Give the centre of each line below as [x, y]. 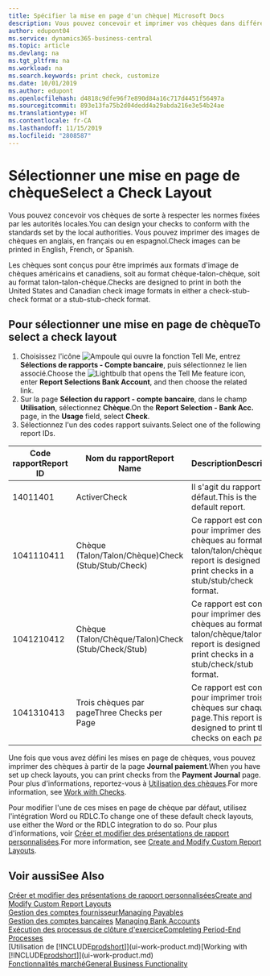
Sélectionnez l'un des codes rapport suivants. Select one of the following [140, 425]
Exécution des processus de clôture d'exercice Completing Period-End [125, 930]
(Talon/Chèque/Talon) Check [130, 639]
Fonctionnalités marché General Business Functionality [98, 964]
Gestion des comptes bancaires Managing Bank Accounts [104, 921]
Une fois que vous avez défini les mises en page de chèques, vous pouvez [132, 758]
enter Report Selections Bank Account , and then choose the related [133, 382]
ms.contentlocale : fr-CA [50, 121]
